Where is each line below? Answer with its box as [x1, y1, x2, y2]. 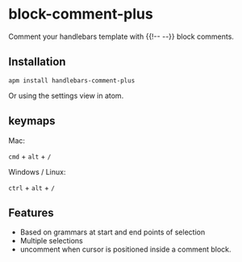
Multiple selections [19, 236, 83, 246]
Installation [8, 55, 66, 69]
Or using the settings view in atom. [8, 91, 124, 100]
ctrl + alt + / [8, 183, 55, 192]
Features [8, 205, 54, 219]
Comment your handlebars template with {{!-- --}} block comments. [8, 32, 234, 41]
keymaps [8, 114, 56, 128]
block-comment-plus [8, 5, 153, 23]
